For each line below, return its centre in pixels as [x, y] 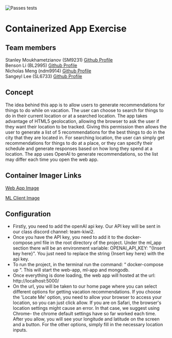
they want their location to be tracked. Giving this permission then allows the [86, 126]
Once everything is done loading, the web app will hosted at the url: [84, 275]
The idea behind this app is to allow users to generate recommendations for [85, 105]
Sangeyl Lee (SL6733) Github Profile [44, 76]
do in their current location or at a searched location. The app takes [76, 116]
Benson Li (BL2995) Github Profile [41, 65]
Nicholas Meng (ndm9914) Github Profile [48, 71]
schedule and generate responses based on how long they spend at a [79, 148]
